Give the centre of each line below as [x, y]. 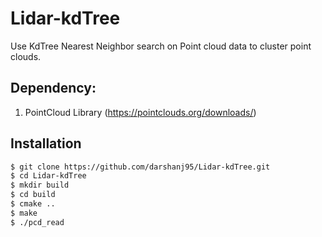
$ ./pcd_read [37, 222]
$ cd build [33, 195]
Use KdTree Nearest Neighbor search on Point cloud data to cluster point [161, 46]
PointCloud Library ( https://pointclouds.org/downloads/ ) [140, 112]
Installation [46, 143]
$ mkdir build [40, 185]
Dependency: [53, 88]
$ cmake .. [33, 204]
